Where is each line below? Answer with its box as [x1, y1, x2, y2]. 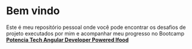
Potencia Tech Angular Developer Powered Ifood [6, 36, 129, 43]
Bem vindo [6, 4, 61, 18]
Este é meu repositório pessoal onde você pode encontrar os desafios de [6, 24, 186, 31]
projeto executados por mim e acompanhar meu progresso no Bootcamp [6, 30, 184, 37]
